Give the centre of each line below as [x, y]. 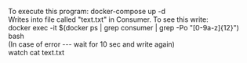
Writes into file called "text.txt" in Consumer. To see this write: [109, 19]
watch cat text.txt [36, 52]
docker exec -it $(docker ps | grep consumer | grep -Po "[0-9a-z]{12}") [123, 28]
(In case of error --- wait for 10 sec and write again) [91, 44]
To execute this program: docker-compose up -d [87, 11]
